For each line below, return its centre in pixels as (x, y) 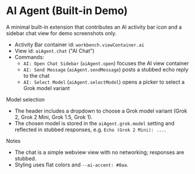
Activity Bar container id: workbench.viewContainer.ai (79, 45)
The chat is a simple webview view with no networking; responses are (99, 152)
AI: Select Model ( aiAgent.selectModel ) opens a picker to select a (104, 82)
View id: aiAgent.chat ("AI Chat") (55, 50)
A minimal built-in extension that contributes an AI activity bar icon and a (94, 27)
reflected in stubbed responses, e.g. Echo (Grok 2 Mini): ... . (90, 129)
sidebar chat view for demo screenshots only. (61, 33)
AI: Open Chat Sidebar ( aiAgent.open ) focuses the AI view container (106, 63)
